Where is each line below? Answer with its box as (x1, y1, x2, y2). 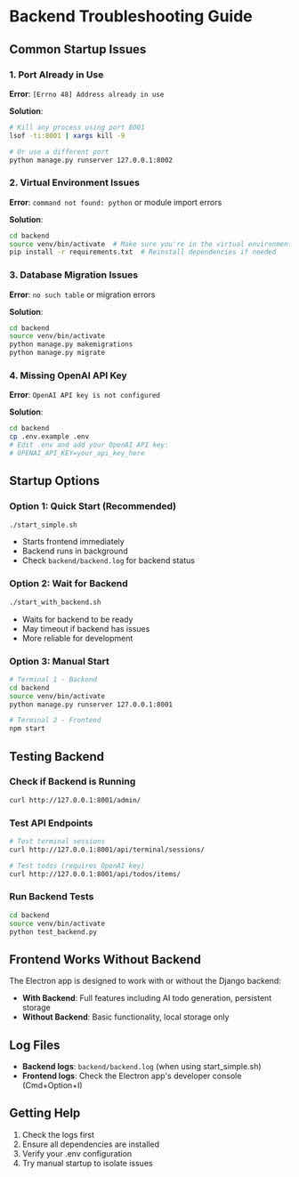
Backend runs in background (21, 545, 128, 557)
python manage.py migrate (9, 349, 105, 358)
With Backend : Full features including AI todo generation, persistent (21, 993, 272, 1004)
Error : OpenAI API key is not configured (9, 390, 161, 400)
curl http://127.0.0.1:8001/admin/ (9, 795, 141, 804)
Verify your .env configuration (21, 1148, 133, 1158)
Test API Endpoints (9, 817, 93, 829)
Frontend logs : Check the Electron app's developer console (21, 1070, 242, 1082)
